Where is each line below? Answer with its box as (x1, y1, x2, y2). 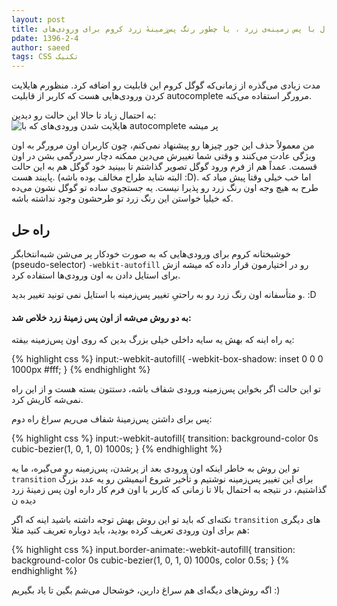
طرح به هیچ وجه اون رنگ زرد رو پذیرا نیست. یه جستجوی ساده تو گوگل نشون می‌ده (11, 182, 319, 194)
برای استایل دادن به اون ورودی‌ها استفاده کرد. (11, 269, 181, 281)
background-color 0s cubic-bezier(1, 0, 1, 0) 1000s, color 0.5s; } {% (11, 554, 290, 566)
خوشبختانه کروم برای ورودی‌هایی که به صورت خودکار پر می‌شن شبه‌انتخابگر (11, 247, 291, 260)
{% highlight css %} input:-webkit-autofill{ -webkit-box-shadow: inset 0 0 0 (11, 353, 324, 365)
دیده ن (11, 494, 37, 506)
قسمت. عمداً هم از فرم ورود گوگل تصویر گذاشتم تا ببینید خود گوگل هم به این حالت (11, 161, 318, 173)
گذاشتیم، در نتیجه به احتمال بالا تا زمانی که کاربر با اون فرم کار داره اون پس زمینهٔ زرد (11, 484, 327, 496)
